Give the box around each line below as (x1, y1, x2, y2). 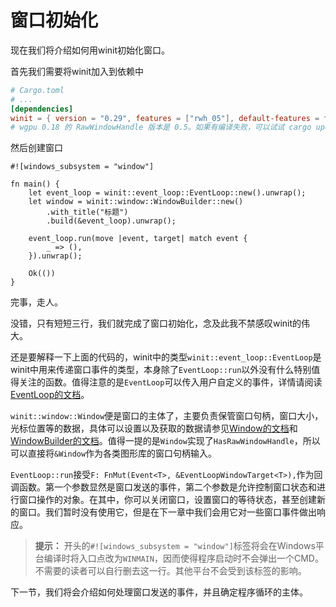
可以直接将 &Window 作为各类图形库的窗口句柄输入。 (10, 447, 218, 460)
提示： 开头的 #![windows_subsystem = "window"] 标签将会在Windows (34, 540, 316, 552)
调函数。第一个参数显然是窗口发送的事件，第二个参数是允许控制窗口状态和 (10, 481, 317, 493)
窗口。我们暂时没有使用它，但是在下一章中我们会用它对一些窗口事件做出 (18, 506, 317, 518)
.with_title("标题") (46, 207, 129, 218)
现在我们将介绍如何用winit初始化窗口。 (10, 44, 171, 56)
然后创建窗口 (10, 142, 63, 154)
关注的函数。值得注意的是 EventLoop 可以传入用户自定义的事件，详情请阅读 (18, 376, 323, 388)
